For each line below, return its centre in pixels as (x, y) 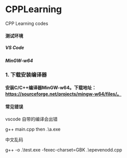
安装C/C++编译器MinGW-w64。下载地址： (51, 88)
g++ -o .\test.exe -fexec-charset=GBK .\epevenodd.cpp (64, 150)
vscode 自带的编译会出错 (31, 119)
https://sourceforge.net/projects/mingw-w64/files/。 (63, 94)
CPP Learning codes (27, 23)
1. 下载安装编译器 (26, 75)
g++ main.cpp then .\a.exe (33, 129)
